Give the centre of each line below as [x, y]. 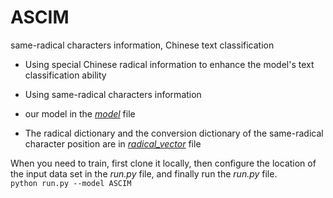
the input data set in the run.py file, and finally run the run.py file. [144, 173]
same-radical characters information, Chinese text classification [142, 45]
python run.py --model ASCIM [71, 183]
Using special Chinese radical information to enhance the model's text [169, 64]
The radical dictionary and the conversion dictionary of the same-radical [174, 133]
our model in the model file [80, 113]
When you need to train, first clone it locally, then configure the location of [163, 163]
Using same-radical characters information [113, 94]
